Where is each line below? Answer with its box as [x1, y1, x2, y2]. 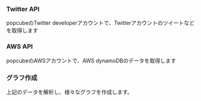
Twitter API [6, 5, 40, 13]
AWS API [6, 42, 33, 51]
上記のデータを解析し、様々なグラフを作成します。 [6, 88, 133, 96]
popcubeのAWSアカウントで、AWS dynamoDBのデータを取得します [6, 57, 176, 64]
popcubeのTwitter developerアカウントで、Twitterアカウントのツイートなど [6, 19, 195, 27]
